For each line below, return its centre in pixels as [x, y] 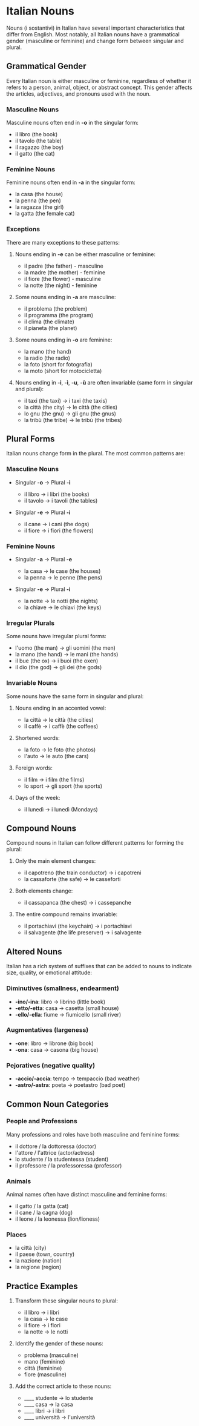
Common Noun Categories [57, 1104]
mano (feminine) [44, 1362]
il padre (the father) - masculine [64, 266]
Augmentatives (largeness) [47, 1030]
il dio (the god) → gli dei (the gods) [58, 667]
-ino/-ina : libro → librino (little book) [60, 1002]
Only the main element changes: [55, 861]
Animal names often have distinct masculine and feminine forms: [87, 1195]
